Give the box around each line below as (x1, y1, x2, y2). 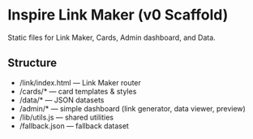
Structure (7, 56, 58, 70)
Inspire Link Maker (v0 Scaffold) (7, 6, 229, 24)
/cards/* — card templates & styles (19, 86, 137, 96)
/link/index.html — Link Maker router (19, 77, 141, 87)
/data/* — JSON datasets (19, 95, 105, 105)
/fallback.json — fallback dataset (19, 120, 129, 131)
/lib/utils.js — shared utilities (19, 112, 114, 122)
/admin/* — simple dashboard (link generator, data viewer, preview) (19, 103, 247, 113)
